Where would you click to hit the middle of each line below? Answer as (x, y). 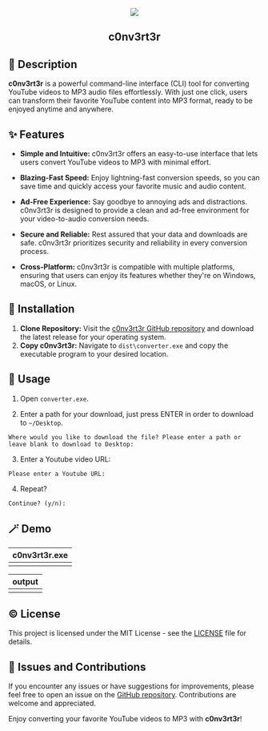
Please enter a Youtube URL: (57, 474)
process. (34, 252)
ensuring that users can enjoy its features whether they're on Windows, (138, 276)
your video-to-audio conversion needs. (84, 219)
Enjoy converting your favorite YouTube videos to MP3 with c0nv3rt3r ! (125, 719)
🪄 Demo (30, 529)
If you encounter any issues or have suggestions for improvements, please (131, 686)
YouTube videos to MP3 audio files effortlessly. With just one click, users (128, 92)
